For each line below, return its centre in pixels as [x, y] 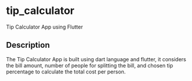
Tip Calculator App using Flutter [45, 27]
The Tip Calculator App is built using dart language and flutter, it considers [96, 59]
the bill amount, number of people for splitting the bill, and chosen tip [90, 65]
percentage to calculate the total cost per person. [66, 72]
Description [28, 45]
